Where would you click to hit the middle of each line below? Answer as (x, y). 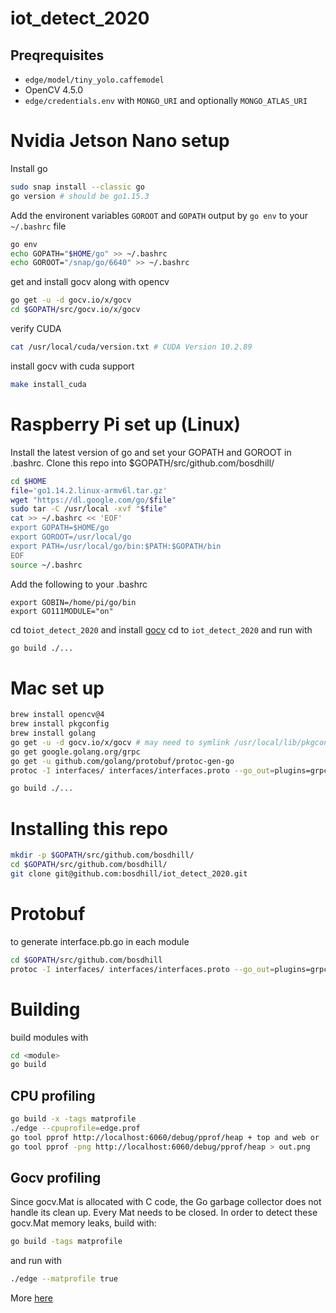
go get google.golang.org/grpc (75, 752)
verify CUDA (36, 329)
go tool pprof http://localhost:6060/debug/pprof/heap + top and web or (165, 1137)
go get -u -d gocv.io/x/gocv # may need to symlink (120, 742)
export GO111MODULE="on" (62, 611)
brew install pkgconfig (60, 724)
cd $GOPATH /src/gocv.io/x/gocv (75, 310)
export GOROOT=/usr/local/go (71, 537)
